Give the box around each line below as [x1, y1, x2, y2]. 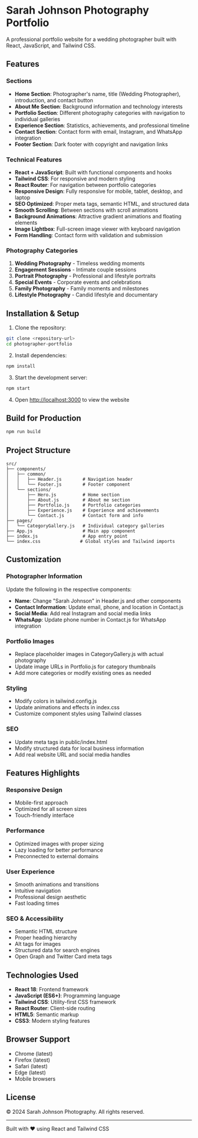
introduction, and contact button [14, 96, 93, 104]
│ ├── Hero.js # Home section [6, 492, 120, 498]
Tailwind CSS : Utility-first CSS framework [14, 998, 116, 1006]
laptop [14, 193, 31, 201]
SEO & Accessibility [6, 914, 64, 923]
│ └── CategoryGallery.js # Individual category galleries [6, 523, 165, 529]
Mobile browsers [14, 1075, 56, 1082]
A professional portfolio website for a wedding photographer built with [6, 35, 177, 43]
